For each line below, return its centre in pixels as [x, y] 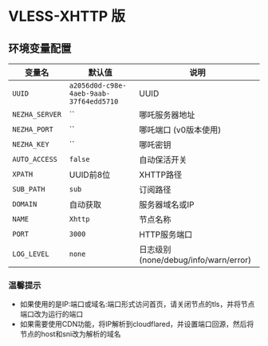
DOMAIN [25, 204]
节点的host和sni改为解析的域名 [70, 334]
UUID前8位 [90, 175]
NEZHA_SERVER [37, 114]
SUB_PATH [29, 189]
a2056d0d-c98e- [98, 86]
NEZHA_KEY [31, 144]
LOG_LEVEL [31, 254]
